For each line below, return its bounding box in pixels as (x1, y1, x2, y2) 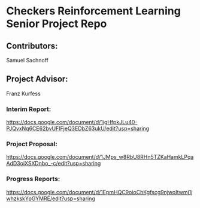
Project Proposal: (6, 140, 58, 148)
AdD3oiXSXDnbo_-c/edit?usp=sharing (6, 160, 101, 167)
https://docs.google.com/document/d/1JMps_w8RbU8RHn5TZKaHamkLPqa (6, 153, 194, 161)
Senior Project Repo (6, 17, 107, 31)
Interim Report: (6, 105, 51, 113)
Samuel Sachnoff (6, 57, 49, 64)
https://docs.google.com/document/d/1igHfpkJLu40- (6, 119, 138, 126)
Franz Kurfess (6, 90, 41, 97)
